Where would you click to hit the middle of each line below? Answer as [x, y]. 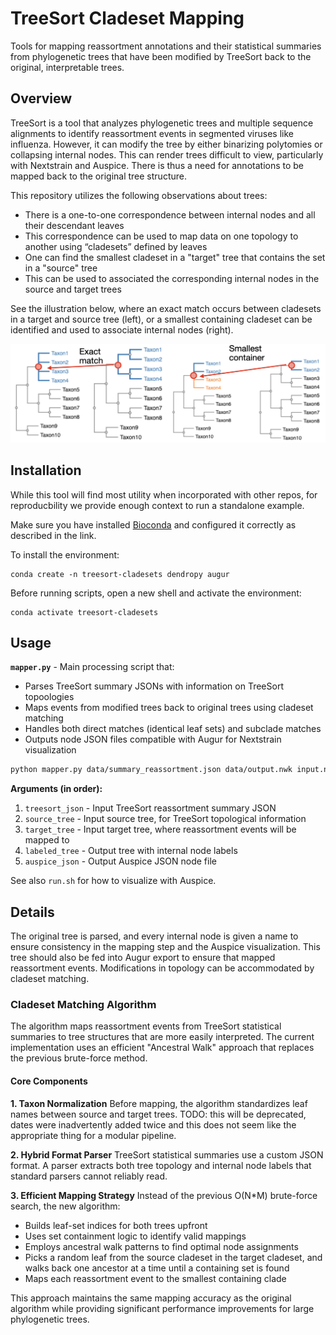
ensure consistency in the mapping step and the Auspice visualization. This [165, 947]
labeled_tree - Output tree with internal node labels [131, 851]
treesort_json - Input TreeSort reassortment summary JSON [150, 808]
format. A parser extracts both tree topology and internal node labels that [161, 1165]
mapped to [47, 840]
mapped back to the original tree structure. [98, 176]
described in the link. [53, 535]
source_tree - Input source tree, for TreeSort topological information [165, 819]
